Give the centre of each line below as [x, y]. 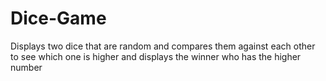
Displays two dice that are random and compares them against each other [163, 46]
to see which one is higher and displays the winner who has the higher [156, 56]
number [26, 67]
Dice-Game [58, 18]
